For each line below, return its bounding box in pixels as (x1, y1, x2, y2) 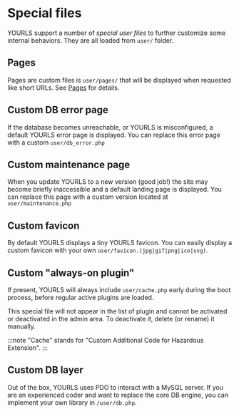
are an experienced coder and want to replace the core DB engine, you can (7, 390, 229, 399)
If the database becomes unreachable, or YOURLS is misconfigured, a (7, 123, 213, 131)
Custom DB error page (7, 104, 108, 116)
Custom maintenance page (7, 158, 131, 170)
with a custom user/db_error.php (7, 138, 105, 147)
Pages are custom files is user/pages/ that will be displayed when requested (7, 76, 232, 84)
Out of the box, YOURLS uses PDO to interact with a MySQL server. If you (7, 383, 223, 391)
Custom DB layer (7, 364, 83, 376)
